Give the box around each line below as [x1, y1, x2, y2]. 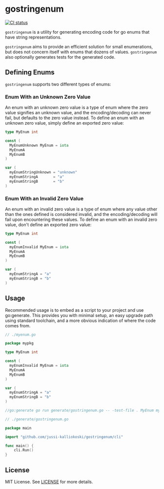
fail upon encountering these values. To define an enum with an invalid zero [5, 216, 158, 222]
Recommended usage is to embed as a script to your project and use [5, 307, 144, 313]
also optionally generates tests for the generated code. [5, 54, 116, 60]
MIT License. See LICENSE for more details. [5, 479, 93, 485]
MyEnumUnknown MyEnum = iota [9, 143, 69, 148]
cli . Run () [14, 448, 34, 453]
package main [5, 425, 32, 430]
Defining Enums [5, 68, 55, 77]
